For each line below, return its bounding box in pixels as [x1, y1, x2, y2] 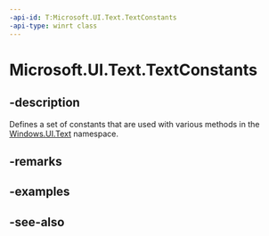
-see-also [9, 215, 65, 230]
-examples [9, 184, 70, 199]
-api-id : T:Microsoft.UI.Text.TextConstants [9, 12, 177, 22]
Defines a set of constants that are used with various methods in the [9, 118, 260, 129]
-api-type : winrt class [9, 21, 98, 30]
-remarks [9, 153, 62, 169]
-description [9, 95, 80, 110]
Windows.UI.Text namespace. [9, 128, 118, 139]
